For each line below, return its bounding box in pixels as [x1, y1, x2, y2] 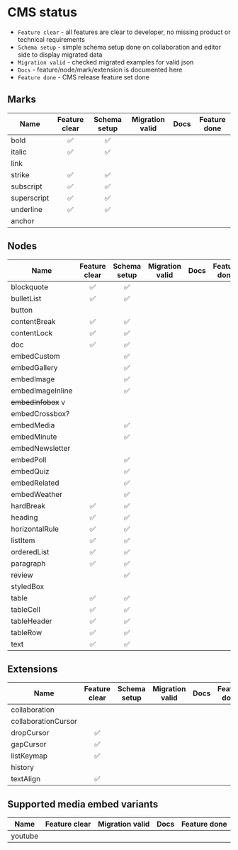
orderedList [11, 547, 50, 557]
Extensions [7, 663, 58, 675]
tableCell [11, 604, 41, 614]
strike [11, 169, 30, 179]
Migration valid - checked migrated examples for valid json [17, 57, 194, 66]
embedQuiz [11, 466, 50, 476]
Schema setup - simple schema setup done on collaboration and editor [17, 43, 222, 51]
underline [11, 204, 42, 214]
